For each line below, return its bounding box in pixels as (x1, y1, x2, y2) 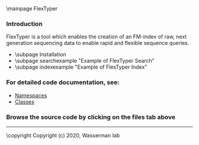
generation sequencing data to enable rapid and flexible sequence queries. (6, 40, 190, 47)
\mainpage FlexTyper (6, 5, 58, 12)
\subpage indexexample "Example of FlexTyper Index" (14, 63, 147, 70)
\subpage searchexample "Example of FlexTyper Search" (14, 57, 155, 65)
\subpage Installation (14, 51, 66, 58)
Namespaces (14, 92, 47, 99)
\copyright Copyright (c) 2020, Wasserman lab (6, 131, 120, 138)
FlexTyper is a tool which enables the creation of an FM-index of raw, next (6, 33, 187, 40)
